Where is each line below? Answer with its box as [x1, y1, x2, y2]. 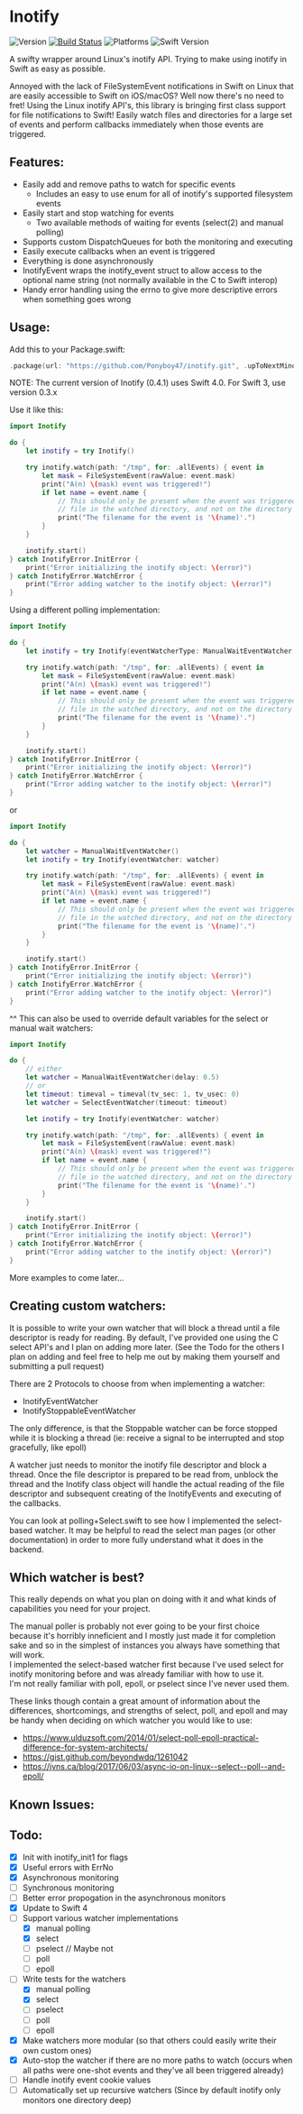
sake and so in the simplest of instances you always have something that [9, 1640, 280, 1651]
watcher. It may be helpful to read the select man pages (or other [34, 1524, 277, 1535]
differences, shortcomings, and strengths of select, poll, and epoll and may [9, 1705, 289, 1716]
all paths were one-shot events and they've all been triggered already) [22, 2064, 284, 2075]
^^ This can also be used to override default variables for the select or [9, 1013, 269, 1024]
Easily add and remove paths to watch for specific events [22, 179, 236, 189]
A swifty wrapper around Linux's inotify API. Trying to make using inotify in [9, 53, 287, 64]
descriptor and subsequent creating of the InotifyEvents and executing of [9, 1488, 282, 1499]
